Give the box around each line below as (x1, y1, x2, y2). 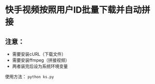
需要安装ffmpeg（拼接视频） (12, 57, 70, 63)
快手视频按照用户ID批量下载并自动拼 (5, 4, 151, 16)
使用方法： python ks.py (5, 74, 54, 79)
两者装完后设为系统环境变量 (12, 64, 68, 69)
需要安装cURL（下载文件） (12, 51, 66, 57)
